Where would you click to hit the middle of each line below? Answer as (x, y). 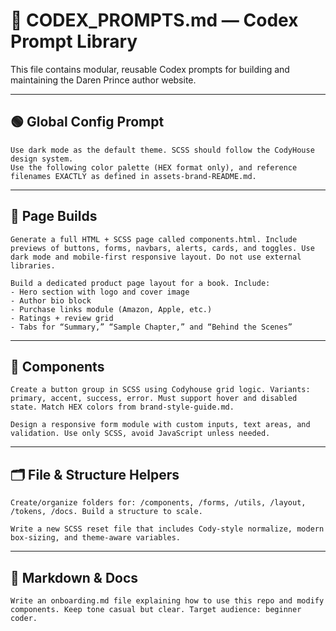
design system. (42, 159)
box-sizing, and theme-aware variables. (96, 538)
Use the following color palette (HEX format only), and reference (154, 167)
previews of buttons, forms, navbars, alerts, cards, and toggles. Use (162, 248)
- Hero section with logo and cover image (100, 292)
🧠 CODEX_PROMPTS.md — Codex (154, 20)
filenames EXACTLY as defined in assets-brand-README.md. (133, 176)
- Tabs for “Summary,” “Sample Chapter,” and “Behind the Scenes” (151, 327)
